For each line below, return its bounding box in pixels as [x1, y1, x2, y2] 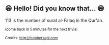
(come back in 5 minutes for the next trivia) [5, 27, 78, 32]
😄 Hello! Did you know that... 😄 [5, 4, 105, 13]
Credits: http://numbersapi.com [5, 35, 58, 40]
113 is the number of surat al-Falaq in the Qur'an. [5, 17, 104, 23]
